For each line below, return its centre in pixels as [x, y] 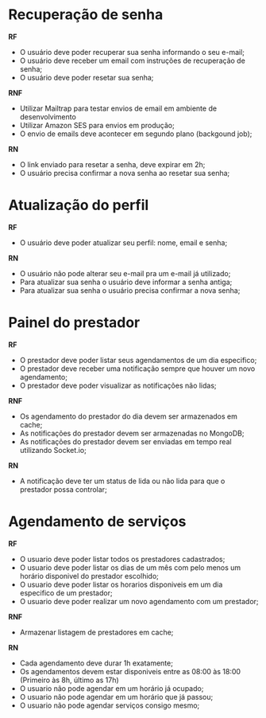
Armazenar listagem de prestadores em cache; [96, 632]
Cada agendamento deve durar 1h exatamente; [96, 663]
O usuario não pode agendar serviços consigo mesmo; [110, 705]
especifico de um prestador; [66, 593]
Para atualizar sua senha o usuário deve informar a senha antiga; [126, 282]
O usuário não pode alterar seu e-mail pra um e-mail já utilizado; [125, 273]
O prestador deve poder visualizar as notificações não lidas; [118, 385]
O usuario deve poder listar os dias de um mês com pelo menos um [130, 568]
